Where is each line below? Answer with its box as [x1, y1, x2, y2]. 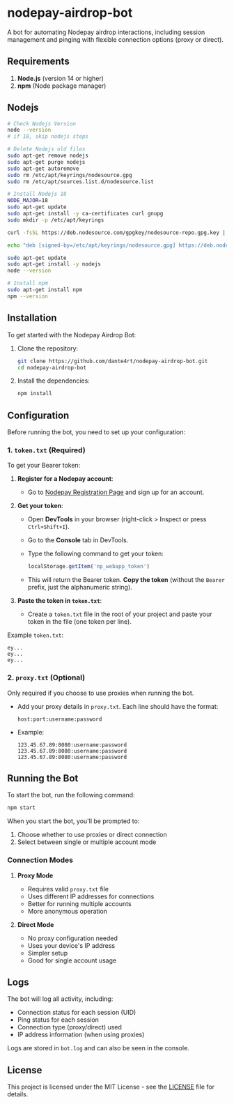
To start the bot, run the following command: [7, 791, 135, 799]
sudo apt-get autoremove [7, 165, 79, 172]
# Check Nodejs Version [7, 120, 77, 127]
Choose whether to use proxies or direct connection [17, 831, 167, 839]
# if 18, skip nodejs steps [7, 133, 89, 140]
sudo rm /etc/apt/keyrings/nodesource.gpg [7, 171, 132, 178]
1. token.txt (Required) [7, 445, 86, 454]
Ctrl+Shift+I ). [27, 523, 70, 531]
